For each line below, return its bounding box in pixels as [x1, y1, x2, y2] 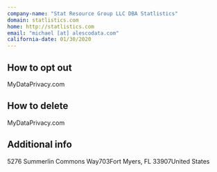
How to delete [7, 100, 69, 112]
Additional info [7, 139, 73, 150]
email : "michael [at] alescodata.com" [7, 29, 119, 37]
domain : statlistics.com [7, 17, 79, 24]
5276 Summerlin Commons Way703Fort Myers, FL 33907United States [7, 157, 210, 165]
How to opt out [7, 62, 72, 74]
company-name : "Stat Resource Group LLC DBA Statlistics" [7, 10, 178, 17]
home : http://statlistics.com [7, 23, 95, 30]
